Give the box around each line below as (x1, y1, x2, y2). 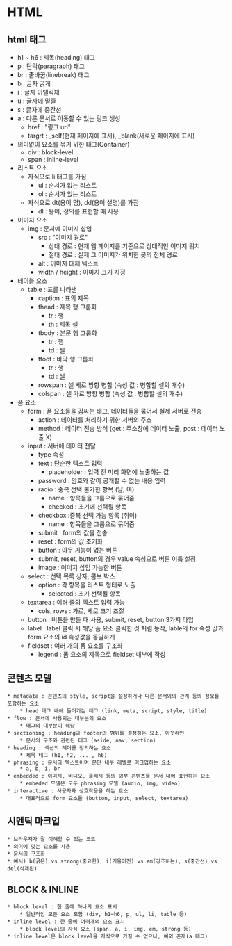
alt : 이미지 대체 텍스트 (38, 259, 99, 268)
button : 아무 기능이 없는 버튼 (38, 546, 118, 554)
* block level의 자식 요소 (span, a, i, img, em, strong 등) (19, 926, 192, 933)
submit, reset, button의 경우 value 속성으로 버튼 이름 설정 (38, 555, 197, 563)
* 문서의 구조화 (7, 850, 46, 857)
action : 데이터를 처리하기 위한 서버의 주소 (38, 416, 152, 424)
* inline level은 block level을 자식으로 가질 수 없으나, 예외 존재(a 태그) (7, 933, 208, 940)
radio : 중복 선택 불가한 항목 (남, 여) (38, 485, 135, 494)
